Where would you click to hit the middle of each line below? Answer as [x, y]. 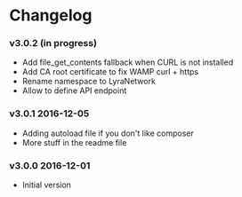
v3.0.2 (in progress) [53, 43]
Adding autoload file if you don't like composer [108, 133]
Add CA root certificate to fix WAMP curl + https [110, 72]
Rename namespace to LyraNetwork [89, 82]
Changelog [51, 16]
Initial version [46, 185]
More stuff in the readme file [74, 142]
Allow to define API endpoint [74, 91]
